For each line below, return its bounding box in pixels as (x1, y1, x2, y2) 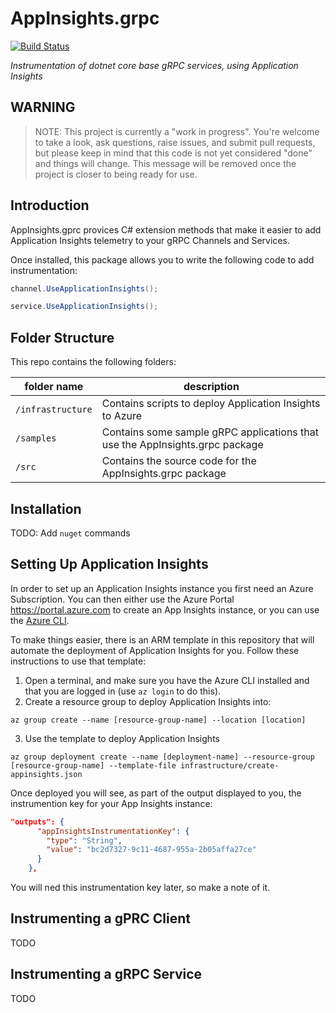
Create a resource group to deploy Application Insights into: (24, 695, 272, 707)
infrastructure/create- (180, 760, 280, 771)
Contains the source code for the (101, 454, 257, 468)
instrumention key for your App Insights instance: (10, 797, 213, 809)
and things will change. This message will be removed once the (34, 157, 297, 169)
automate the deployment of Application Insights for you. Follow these (10, 644, 300, 656)
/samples (15, 433, 57, 444)
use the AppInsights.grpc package (101, 438, 264, 452)
